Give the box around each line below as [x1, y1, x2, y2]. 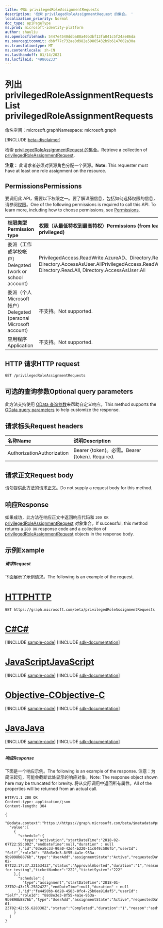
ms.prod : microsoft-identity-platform [5, 25, 83, 30]
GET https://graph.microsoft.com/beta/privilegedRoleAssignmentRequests [5, 607, 155, 612]
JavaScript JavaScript [5, 656, 95, 668]
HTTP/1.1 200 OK [5, 795, 38, 800]
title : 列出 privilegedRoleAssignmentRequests [5, 7, 99, 12]
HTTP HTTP [5, 591, 52, 602]
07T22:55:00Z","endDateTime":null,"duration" [5, 842, 98, 847]
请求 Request [5, 561, 31, 567]
